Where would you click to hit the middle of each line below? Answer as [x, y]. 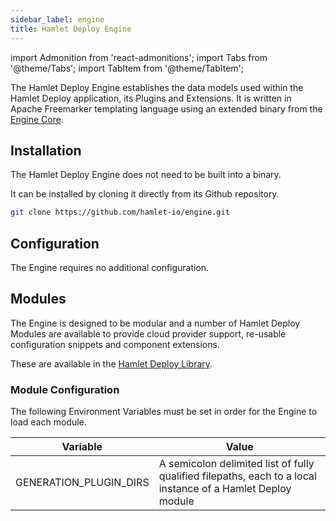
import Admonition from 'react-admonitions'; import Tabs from [139, 57]
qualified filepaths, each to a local [237, 476]
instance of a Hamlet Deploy [225, 489]
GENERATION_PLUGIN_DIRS [82, 483]
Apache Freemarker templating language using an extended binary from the [166, 108]
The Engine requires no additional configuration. [110, 267]
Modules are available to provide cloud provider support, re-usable [148, 333]
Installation [46, 150]
